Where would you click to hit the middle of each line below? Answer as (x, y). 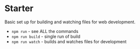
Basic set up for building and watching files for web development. (70, 22)
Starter (19, 8)
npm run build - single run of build (46, 36)
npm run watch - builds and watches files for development (69, 41)
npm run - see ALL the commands (45, 31)
